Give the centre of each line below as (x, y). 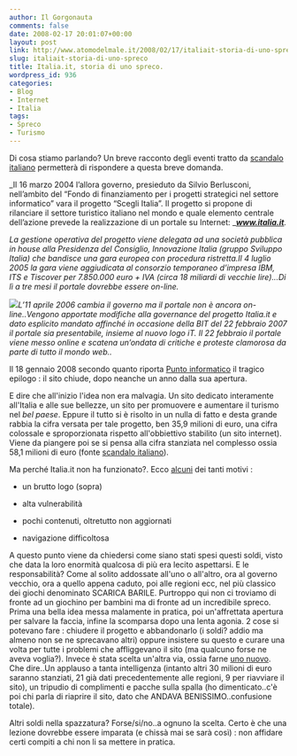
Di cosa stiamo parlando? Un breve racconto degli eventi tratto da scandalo (147, 158)
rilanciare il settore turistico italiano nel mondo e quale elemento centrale (141, 213)
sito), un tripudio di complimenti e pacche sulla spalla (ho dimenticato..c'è (144, 687)
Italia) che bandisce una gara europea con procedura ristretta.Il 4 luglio (140, 258)
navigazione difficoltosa (65, 538)
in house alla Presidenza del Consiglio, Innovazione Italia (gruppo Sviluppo (146, 248)
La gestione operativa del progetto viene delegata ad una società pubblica (146, 239)
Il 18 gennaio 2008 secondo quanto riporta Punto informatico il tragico (137, 369)
